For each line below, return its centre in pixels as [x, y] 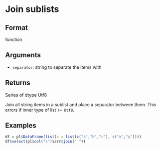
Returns [18, 83]
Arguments [23, 55]
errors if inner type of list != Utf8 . [40, 110]
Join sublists [32, 9]
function [14, 39]
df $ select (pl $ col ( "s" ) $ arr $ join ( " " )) [45, 142]
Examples [21, 126]
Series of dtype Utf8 [26, 95]
